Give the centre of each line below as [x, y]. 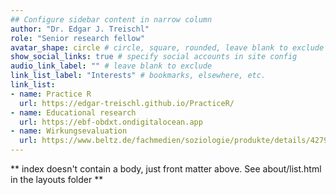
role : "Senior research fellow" [77, 38]
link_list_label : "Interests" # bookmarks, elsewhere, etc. [138, 76]
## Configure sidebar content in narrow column [111, 19]
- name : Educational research [73, 112]
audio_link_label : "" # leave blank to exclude [111, 66]
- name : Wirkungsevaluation [69, 131]
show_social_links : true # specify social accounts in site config [154, 57]
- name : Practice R [51, 94]
